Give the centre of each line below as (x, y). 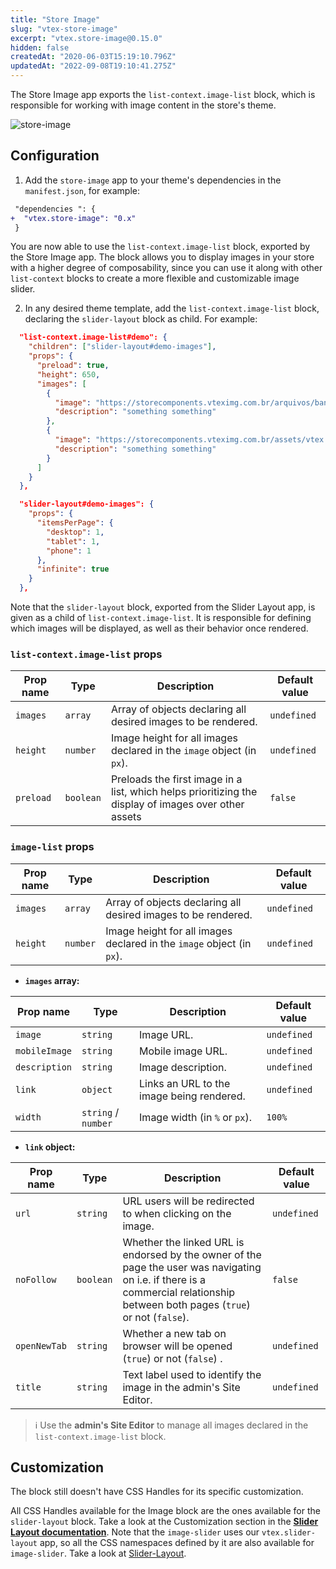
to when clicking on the (177, 1213)
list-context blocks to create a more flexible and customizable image (155, 278)
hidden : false (40, 47)
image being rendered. (192, 1096)
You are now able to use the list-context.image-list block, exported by (160, 247)
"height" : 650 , (68, 374)
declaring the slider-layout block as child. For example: (141, 319)
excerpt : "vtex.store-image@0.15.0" (86, 38)
